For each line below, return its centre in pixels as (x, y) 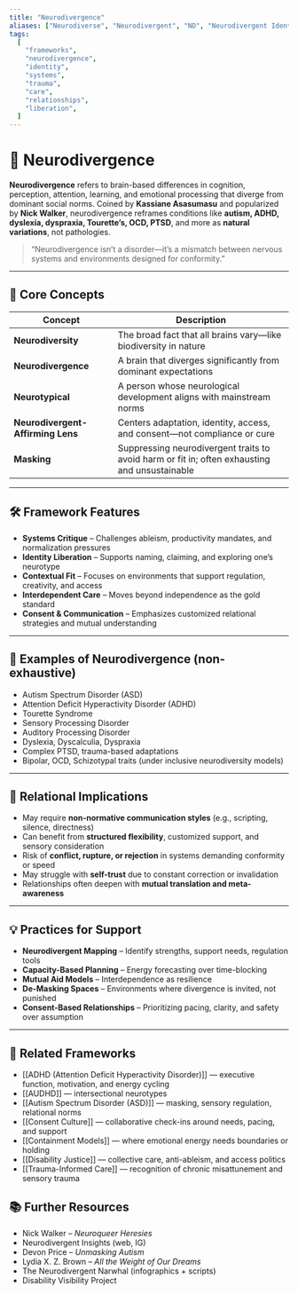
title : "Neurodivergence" (57, 17)
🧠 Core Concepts (57, 295)
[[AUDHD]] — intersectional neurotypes (94, 1093)
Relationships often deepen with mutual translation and (125, 884)
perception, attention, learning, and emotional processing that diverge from (146, 194)
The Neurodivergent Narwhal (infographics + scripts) (119, 1271)
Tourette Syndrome (57, 713)
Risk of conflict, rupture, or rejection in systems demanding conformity (153, 856)
